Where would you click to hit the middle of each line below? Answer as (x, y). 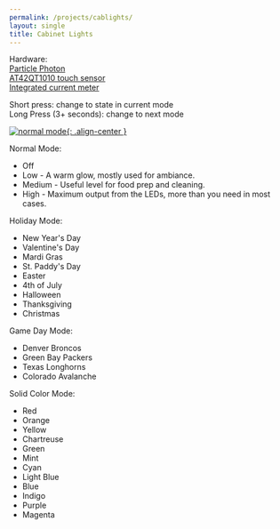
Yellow (34, 430)
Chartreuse (43, 439)
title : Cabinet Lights (51, 34)
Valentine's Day (51, 248)
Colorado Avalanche (59, 377)
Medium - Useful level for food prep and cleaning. (114, 185)
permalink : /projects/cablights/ (71, 17)
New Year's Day (52, 238)
